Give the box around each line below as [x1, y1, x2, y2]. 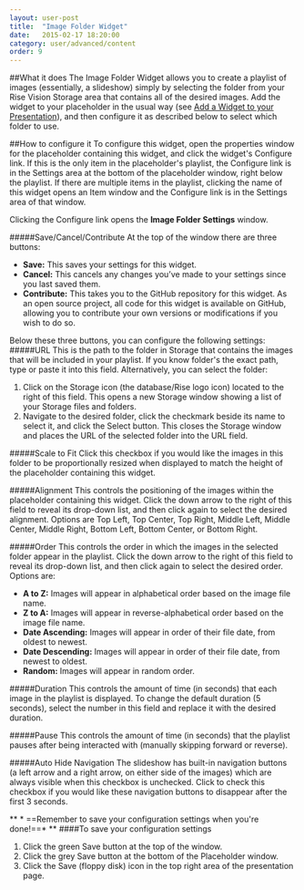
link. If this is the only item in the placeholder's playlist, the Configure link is [9, 158, 292, 169]
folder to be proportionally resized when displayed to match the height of [9, 458, 284, 469]
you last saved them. [22, 279, 101, 290]
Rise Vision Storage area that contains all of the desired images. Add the [9, 92, 281, 103]
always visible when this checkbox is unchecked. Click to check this [9, 777, 266, 788]
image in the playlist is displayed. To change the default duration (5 [9, 693, 261, 704]
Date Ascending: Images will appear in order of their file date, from [22, 626, 276, 638]
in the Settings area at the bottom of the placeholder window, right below [9, 168, 283, 179]
